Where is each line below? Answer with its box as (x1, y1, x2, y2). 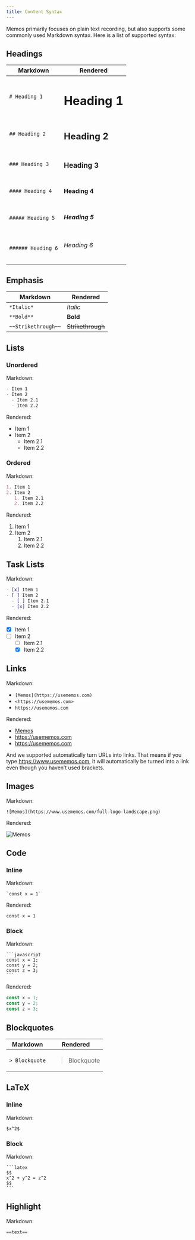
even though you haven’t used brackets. (6, 764, 105, 771)
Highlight (6, 1202, 42, 1212)
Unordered (6, 361, 38, 369)
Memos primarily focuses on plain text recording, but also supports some (6, 25, 185, 32)
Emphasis (6, 275, 43, 286)
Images (6, 781, 34, 791)
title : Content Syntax (6, 8, 62, 15)
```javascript (6, 952, 42, 958)
